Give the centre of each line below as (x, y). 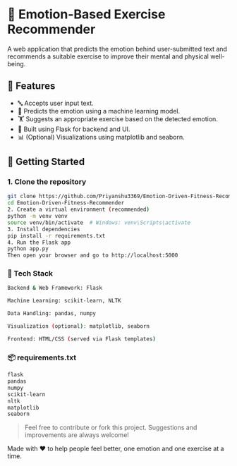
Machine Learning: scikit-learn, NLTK (64, 301)
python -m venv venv (38, 216)
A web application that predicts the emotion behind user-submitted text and (117, 49)
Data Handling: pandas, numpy (52, 314)
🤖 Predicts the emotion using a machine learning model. (99, 111)
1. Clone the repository (47, 182)
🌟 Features (31, 86)
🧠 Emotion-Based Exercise (86, 14)
